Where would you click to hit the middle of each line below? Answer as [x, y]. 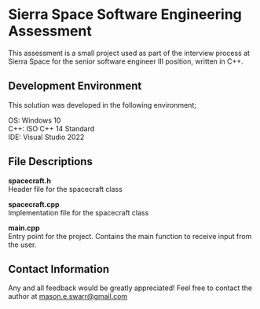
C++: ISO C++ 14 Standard [51, 128]
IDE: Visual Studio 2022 [46, 137]
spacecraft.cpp [34, 204]
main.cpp [24, 228]
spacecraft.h [29, 180]
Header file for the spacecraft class [66, 189]
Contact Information [59, 269]
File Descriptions [50, 162]
